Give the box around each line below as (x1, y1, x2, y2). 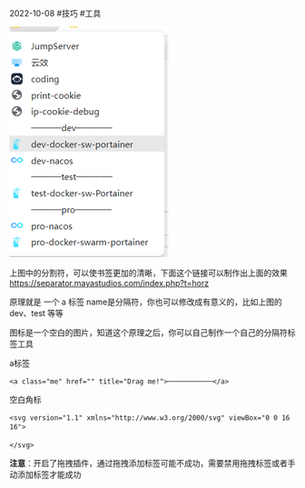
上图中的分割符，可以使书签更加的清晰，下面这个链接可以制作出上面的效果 (9, 267, 288, 278)
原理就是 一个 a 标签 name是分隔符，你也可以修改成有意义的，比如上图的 (9, 296, 283, 307)
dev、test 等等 (9, 308, 64, 318)
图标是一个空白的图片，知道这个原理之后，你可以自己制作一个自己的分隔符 (9, 327, 288, 338)
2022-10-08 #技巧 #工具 (9, 8, 102, 18)
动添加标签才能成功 (9, 469, 82, 480)
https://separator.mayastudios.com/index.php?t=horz (9, 278, 210, 288)
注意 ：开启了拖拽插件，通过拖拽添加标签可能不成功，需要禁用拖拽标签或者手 (9, 458, 296, 468)
